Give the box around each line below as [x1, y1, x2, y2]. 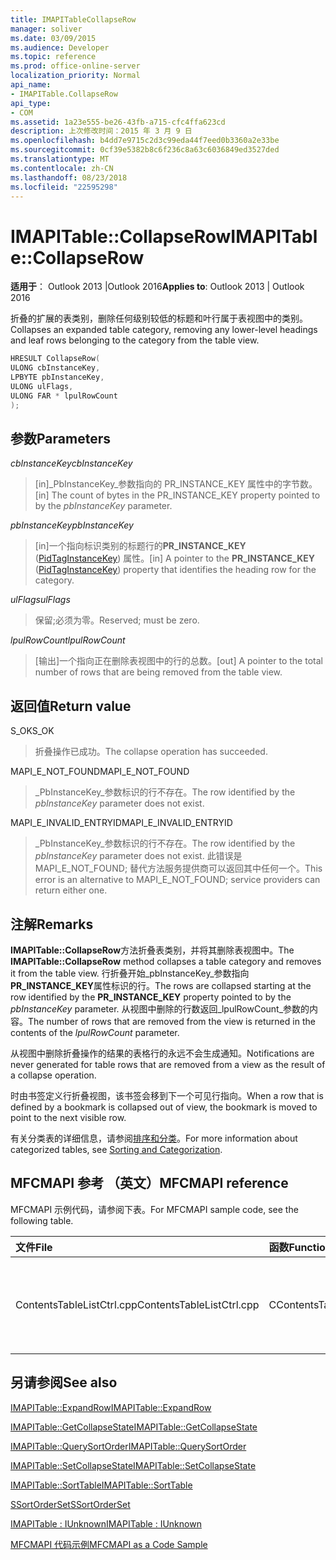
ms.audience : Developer [10, 42, 110, 53]
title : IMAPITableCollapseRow [10, 14, 137, 25]
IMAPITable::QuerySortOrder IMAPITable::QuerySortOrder [10, 1440, 247, 1452]
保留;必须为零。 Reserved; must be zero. [34, 614, 200, 626]
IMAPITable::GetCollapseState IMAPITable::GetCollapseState [10, 1421, 258, 1433]
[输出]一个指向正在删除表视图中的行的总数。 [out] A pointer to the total [34, 655, 323, 667]
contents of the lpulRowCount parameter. [10, 1027, 180, 1038]
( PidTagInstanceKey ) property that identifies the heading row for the [34, 564, 317, 576]
